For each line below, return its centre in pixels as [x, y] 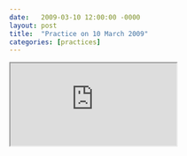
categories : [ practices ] [55, 42]
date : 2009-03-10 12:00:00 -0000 [75, 17]
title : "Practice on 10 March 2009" [79, 33]
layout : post [33, 26]
